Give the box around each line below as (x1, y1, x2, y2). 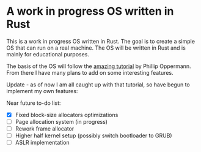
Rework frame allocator (15, 125, 75, 132)
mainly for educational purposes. (6, 50, 90, 58)
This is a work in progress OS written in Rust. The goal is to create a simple (6, 37, 196, 45)
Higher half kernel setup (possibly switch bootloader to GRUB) (15, 132, 172, 139)
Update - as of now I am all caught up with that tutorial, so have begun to (6, 81, 191, 88)
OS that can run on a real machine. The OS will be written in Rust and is (6, 44, 186, 51)
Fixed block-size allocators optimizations (15, 111, 119, 118)
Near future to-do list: (6, 99, 61, 107)
